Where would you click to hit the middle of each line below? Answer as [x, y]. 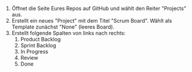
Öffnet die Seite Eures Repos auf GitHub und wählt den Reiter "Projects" [99, 8]
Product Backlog [41, 39]
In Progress [34, 51]
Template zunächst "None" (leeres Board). [63, 27]
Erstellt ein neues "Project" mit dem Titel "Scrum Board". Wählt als [92, 21]
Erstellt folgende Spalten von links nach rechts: [69, 33]
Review [29, 58]
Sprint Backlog [38, 45]
